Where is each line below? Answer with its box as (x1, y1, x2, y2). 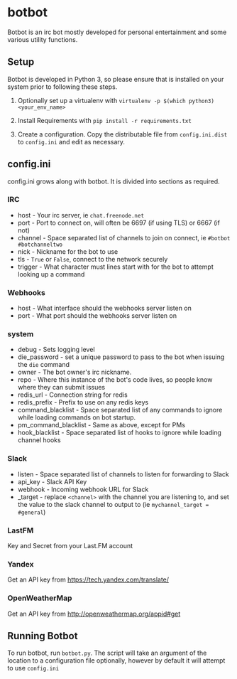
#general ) (17, 508, 46, 516)
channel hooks (17, 436, 62, 444)
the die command (17, 360, 70, 369)
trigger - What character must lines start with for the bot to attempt (17, 262, 214, 271)
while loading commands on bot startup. (17, 413, 136, 422)
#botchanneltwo (17, 241, 63, 248)
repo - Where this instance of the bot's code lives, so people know (17, 375, 213, 384)
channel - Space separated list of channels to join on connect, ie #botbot (17, 233, 231, 242)
